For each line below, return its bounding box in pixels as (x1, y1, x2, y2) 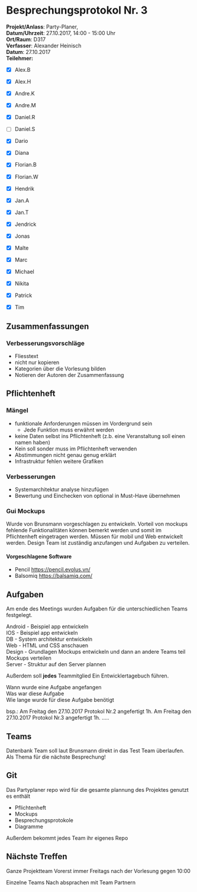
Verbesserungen (6, 472, 56, 481)
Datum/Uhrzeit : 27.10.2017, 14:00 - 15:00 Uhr (6, 29, 116, 36)
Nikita (14, 280, 30, 287)
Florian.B (14, 161, 37, 168)
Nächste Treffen (6, 852, 67, 862)
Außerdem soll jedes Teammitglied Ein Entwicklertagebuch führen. (6, 672, 169, 679)
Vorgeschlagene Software (6, 552, 72, 560)
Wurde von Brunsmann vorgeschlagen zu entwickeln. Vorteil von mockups (6, 520, 188, 527)
